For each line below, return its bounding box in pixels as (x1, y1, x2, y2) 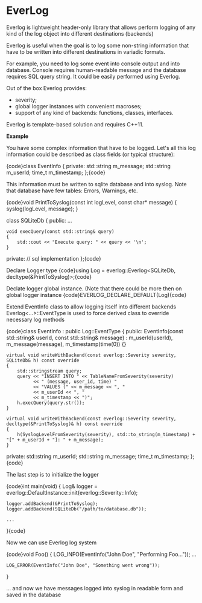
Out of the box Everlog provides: (6, 84, 87, 91)
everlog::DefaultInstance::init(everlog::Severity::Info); (6, 489, 138, 496)
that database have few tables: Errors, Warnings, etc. (6, 187, 138, 194)
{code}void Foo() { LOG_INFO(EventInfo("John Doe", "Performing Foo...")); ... (6, 550, 197, 558)
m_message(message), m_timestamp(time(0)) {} (6, 340, 127, 348)
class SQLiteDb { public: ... (6, 217, 72, 224)
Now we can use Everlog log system (6, 539, 97, 546)
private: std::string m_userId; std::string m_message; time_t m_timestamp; (6, 452, 189, 460)
